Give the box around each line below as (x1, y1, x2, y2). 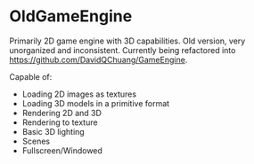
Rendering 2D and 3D (21, 107, 102, 118)
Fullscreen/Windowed (21, 144, 102, 156)
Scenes (21, 136, 51, 146)
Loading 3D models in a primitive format (21, 98, 170, 108)
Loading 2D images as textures (21, 89, 136, 99)
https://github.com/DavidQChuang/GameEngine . (9, 54, 188, 65)
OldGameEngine (9, 6, 133, 27)
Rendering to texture (21, 117, 98, 128)
